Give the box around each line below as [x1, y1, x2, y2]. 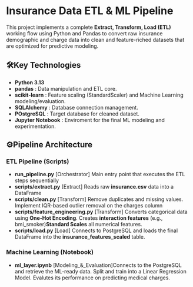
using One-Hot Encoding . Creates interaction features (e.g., [14, 215, 163, 222]
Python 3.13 [14, 78, 45, 86]
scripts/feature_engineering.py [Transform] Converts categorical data [14, 208, 188, 216]
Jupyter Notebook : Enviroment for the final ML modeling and [14, 116, 165, 123]
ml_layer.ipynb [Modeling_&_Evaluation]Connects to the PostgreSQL [14, 261, 182, 269]
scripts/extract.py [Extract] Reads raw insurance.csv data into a [14, 183, 174, 190]
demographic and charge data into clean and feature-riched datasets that [6, 36, 185, 43]
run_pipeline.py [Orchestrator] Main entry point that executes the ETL [14, 171, 185, 178]
